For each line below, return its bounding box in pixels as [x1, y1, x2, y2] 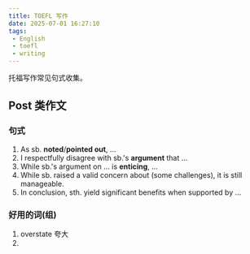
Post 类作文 [8, 99, 67, 113]
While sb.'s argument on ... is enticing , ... [20, 161, 159, 171]
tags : [8, 27, 27, 35]
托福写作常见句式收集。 [8, 73, 87, 82]
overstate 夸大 [20, 229, 69, 239]
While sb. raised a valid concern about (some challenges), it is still [20, 170, 243, 179]
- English [11, 34, 46, 43]
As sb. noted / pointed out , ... [20, 144, 116, 154]
